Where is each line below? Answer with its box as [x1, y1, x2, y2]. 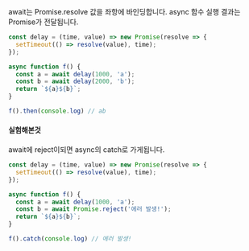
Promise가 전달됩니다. [8, 17, 79, 27]
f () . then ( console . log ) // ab [8, 107, 106, 115]
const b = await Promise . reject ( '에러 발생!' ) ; [15, 205, 172, 213]
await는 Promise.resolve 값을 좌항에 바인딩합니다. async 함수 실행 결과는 [8, 7, 241, 16]
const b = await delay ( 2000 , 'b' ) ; [15, 77, 135, 86]
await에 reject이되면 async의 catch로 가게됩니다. [8, 145, 165, 154]
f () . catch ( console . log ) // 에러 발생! [8, 235, 132, 243]
